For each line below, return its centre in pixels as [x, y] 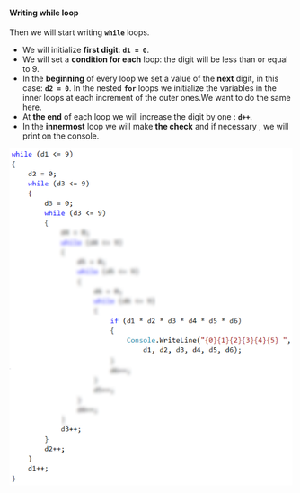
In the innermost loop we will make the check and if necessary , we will [155, 127]
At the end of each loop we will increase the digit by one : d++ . [137, 117]
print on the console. [61, 136]
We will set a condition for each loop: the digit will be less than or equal [155, 59]
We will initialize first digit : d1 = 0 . [86, 50]
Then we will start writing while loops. [79, 32]
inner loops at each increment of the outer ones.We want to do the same [156, 98]
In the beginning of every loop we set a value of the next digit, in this [150, 79]
